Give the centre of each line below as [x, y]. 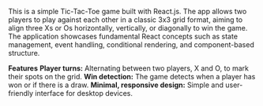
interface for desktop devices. [84, 93]
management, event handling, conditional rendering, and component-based [131, 45]
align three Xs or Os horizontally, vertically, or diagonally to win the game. [128, 28]
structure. [24, 53]
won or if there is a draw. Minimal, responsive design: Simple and [116, 85]
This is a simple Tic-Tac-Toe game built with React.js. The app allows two [128, 11]
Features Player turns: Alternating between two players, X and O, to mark [128, 68]
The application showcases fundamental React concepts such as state [123, 36]
